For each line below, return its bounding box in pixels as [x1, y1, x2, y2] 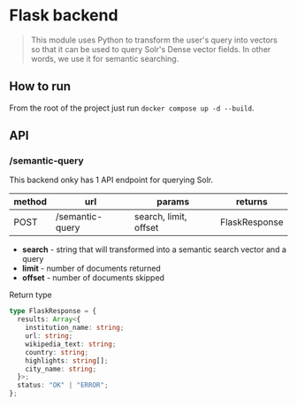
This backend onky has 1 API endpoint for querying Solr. [9, 174, 214, 186]
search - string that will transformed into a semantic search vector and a [21, 244, 287, 255]
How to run [9, 79, 72, 94]
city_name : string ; [25, 364, 97, 373]
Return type [9, 289, 52, 301]
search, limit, [133, 211, 187, 223]
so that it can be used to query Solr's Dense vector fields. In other [30, 43, 271, 54]
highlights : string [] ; [25, 356, 109, 365]
